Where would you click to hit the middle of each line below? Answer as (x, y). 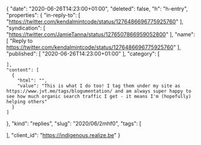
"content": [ (23, 70)
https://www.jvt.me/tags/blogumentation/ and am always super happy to (99, 91)
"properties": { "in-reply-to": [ (43, 15)
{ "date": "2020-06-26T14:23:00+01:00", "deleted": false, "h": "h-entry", (97, 9)
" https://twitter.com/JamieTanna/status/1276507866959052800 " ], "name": (101, 34)
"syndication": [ (26, 28)
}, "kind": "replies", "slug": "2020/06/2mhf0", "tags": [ (74, 124)
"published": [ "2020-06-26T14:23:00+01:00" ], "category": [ (83, 53)
